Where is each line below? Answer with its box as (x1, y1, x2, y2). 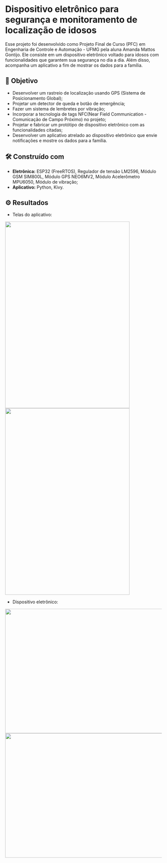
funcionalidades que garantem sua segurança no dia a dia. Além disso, (5, 57, 151, 63)
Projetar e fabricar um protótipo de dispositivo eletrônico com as (12, 121, 145, 127)
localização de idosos (5, 25, 97, 36)
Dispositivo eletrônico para (5, 3, 119, 15)
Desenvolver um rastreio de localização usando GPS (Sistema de (12, 90, 146, 96)
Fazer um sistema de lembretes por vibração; (12, 106, 105, 111)
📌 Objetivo (5, 77, 38, 85)
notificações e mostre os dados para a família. (12, 137, 107, 143)
